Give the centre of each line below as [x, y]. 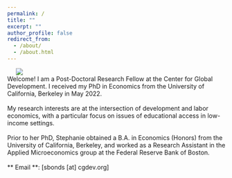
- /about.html [34, 53]
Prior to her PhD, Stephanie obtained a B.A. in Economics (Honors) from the [115, 137]
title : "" [21, 20]
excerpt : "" [24, 26]
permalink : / [26, 14]
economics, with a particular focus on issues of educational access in [107, 116]
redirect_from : [29, 39]
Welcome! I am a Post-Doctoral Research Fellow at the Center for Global [110, 79]
